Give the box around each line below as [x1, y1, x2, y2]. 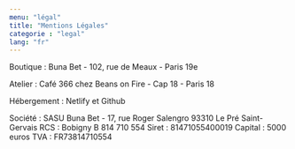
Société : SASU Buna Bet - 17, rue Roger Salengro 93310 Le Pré [9, 113, 240, 123]
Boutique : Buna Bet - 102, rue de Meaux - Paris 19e [9, 62, 198, 72]
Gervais [9, 123, 38, 133]
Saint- [240, 113, 264, 123]
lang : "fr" [9, 37, 50, 47]
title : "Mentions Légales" [9, 21, 109, 30]
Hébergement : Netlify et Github [9, 96, 126, 107]
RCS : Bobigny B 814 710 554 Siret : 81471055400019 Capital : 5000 [39, 123, 287, 133]
